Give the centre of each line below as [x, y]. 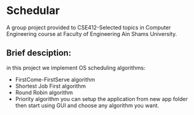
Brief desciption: [39, 53]
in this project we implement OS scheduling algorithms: [76, 68]
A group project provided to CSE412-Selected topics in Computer [89, 27]
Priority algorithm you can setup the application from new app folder [102, 99]
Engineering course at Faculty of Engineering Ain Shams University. [92, 33]
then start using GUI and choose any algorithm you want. [87, 105]
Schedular [33, 11]
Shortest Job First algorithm [50, 86]
